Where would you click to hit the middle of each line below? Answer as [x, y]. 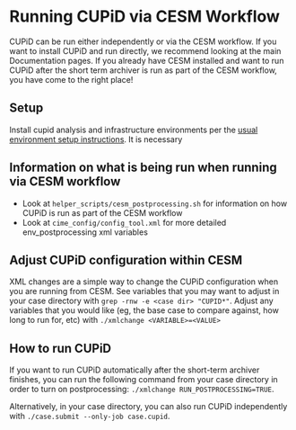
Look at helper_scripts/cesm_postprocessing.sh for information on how [155, 203]
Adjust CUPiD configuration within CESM [126, 260]
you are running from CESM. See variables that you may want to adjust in [144, 291]
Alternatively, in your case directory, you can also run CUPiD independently [148, 407]
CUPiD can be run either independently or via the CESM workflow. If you [143, 41]
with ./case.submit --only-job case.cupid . [90, 417]
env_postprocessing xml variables [85, 232]
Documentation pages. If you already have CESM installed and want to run [147, 60]
